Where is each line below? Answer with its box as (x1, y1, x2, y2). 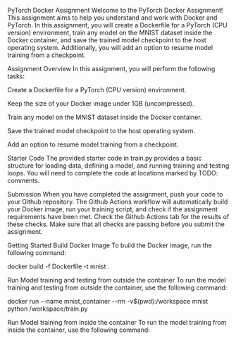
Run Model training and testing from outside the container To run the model (7, 276, 226, 284)
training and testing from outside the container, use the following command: (7, 283, 228, 292)
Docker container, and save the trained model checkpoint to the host (7, 36, 206, 44)
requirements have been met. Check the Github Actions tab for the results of (7, 213, 230, 221)
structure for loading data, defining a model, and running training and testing (7, 161, 230, 170)
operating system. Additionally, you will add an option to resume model (7, 44, 213, 51)
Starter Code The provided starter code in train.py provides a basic (7, 154, 202, 162)
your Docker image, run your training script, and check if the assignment (7, 205, 218, 213)
